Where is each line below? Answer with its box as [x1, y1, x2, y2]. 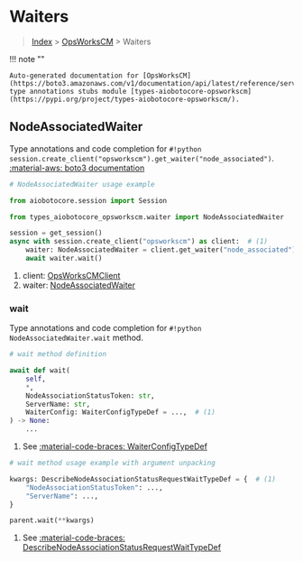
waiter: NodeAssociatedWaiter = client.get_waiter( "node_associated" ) [25, 245, 297, 254]
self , [25, 374, 47, 383]
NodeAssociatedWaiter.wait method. [9, 332, 144, 344]
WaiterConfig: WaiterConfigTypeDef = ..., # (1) [25, 408, 216, 417]
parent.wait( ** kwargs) [9, 516, 95, 525]
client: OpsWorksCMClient [22, 270, 121, 280]
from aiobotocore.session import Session [9, 196, 168, 205]
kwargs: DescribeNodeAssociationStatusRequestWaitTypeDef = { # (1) [9, 474, 277, 483]
